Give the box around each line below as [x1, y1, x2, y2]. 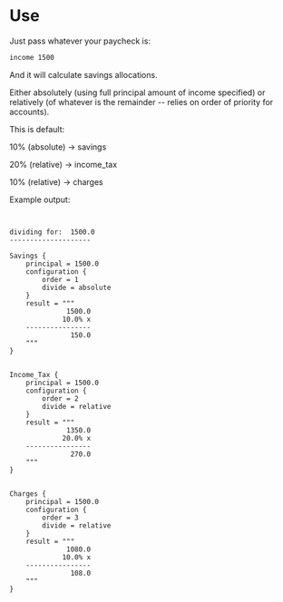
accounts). [9, 106, 50, 117]
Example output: [9, 194, 71, 205]
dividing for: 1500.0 [9, 228, 95, 237]
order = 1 [42, 275, 79, 284]
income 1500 [9, 53, 54, 62]
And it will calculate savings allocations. [9, 69, 158, 80]
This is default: [9, 123, 65, 134]
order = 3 [42, 513, 79, 522]
